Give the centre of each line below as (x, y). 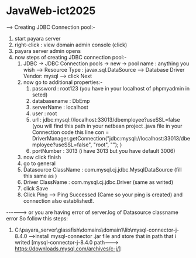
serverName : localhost (60, 107)
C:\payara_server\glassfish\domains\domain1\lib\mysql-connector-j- (97, 230)
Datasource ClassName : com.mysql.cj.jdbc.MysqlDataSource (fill (102, 169)
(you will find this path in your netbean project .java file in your (107, 126)
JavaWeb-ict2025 (51, 11)
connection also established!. (59, 200)
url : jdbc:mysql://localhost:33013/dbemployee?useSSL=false (106, 119)
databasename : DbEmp (61, 100)
